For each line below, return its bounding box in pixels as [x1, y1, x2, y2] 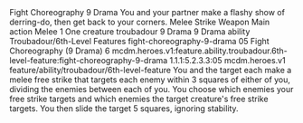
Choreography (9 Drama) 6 [9, 45, 110, 56]
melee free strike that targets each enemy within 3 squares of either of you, [9, 74, 291, 85]
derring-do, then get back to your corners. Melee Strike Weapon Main [9, 16, 270, 27]
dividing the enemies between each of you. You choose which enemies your [9, 84, 294, 94]
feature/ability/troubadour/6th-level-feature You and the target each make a [9, 65, 292, 75]
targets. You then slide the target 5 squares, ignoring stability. [9, 103, 239, 114]
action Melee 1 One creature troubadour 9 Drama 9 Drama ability [9, 26, 251, 37]
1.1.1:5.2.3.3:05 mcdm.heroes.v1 [169, 55, 287, 65]
